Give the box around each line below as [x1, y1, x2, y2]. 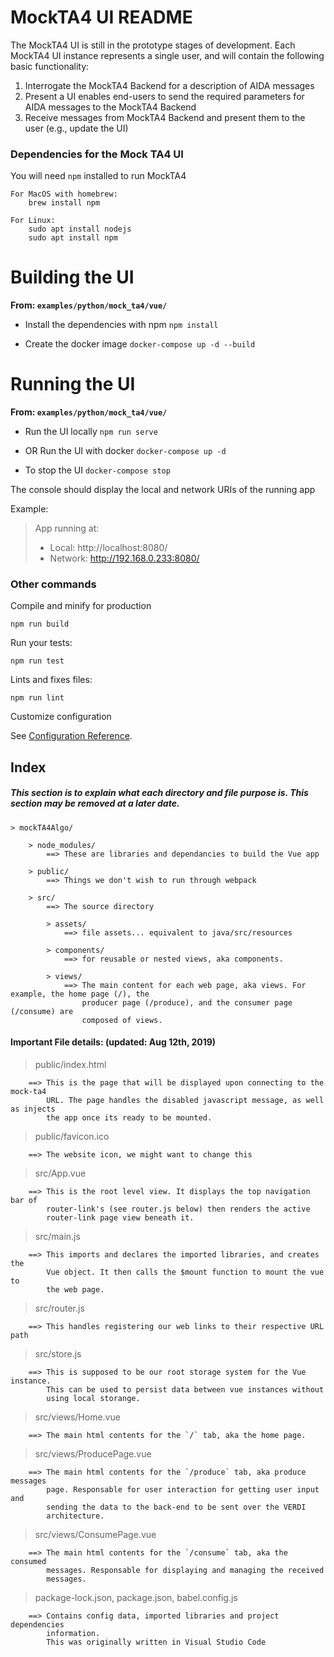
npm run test [10, 656, 65, 666]
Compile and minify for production [10, 600, 152, 612]
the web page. [46, 1284, 105, 1295]
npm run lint [10, 693, 65, 703]
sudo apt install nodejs [28, 224, 132, 235]
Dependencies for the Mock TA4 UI [10, 147, 184, 161]
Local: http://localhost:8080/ [49, 542, 168, 554]
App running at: [34, 522, 100, 535]
